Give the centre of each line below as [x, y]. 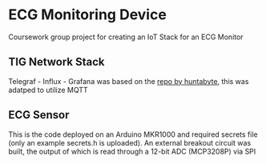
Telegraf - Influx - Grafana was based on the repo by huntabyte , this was [129, 81]
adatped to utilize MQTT [48, 90]
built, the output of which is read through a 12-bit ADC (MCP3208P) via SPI [132, 151]
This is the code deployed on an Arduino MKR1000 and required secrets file [133, 134]
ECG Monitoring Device [87, 15]
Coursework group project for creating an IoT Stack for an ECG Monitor [126, 37]
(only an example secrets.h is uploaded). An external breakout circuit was [130, 142]
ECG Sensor [39, 115]
